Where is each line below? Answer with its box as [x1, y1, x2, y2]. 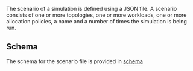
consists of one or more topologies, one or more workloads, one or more [6, 11, 187, 19]
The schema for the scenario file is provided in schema [6, 57, 144, 65]
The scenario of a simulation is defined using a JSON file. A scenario [6, 5, 177, 12]
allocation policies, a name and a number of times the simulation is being [6, 18, 187, 25]
